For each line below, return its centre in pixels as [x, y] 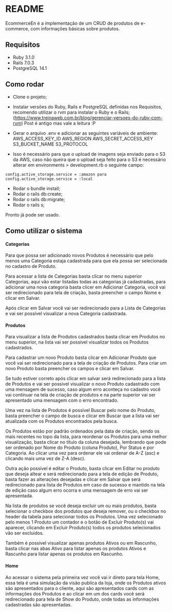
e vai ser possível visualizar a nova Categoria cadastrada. [66, 314]
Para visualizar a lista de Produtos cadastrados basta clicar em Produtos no [85, 337]
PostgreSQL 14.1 [30, 68]
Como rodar [25, 85]
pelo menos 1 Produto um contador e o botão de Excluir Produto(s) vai [80, 522]
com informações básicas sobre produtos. [75, 28]
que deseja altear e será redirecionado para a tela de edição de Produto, [82, 474]
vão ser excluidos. [25, 533]
